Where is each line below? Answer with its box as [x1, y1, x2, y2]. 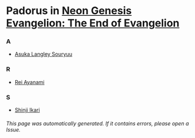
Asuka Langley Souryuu [14, 51, 72, 58]
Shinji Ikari [14, 106, 40, 113]
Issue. [6, 126, 21, 133]
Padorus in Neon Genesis [6, 4, 132, 18]
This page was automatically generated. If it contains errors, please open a [6, 120, 189, 127]
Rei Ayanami [14, 78, 45, 85]
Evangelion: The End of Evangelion [6, 16, 180, 30]
